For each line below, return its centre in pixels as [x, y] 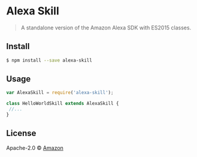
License [21, 133]
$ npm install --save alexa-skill [49, 60]
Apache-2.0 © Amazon [35, 147]
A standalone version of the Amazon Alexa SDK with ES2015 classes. [106, 28]
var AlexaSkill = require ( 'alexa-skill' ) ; [60, 93]
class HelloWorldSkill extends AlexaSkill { [63, 104]
